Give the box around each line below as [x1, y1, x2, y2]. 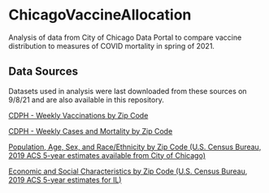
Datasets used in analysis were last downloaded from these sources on [8, 86, 247, 96]
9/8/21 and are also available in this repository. [8, 95, 164, 105]
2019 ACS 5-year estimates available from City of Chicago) [8, 150, 206, 160]
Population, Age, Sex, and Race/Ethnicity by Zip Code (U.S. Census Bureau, [8, 142, 262, 152]
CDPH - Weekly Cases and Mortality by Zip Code [8, 126, 173, 135]
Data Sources [8, 65, 79, 79]
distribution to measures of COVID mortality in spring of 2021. [8, 41, 215, 50]
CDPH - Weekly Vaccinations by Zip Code [8, 110, 149, 120]
